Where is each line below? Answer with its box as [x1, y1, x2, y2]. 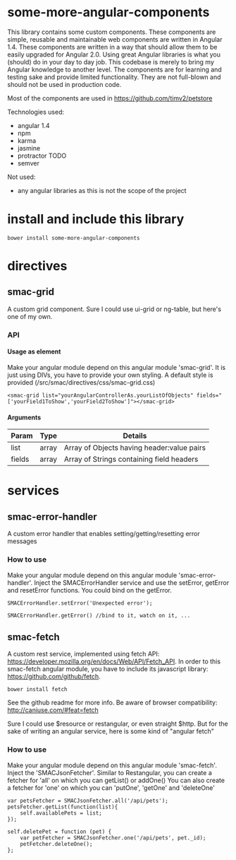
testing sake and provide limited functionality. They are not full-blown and [7, 72, 221, 81]
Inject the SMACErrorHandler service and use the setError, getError [34, 578, 230, 587]
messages [7, 537, 37, 545]
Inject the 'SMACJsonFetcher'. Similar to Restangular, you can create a [7, 768, 213, 777]
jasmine [17, 144, 41, 152]
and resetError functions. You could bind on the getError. [7, 586, 173, 594]
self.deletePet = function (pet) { [7, 828, 112, 835]
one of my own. [7, 312, 53, 320]
